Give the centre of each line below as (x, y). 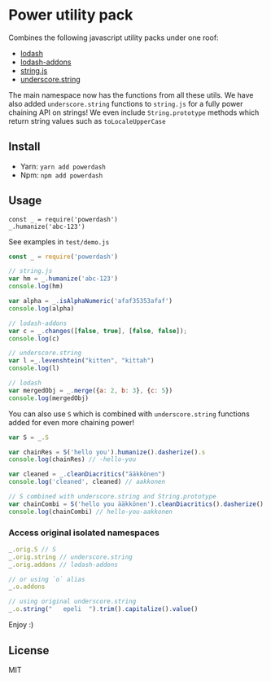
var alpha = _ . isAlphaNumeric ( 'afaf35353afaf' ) (91, 301)
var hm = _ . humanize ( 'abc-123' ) (63, 279)
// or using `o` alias (47, 579)
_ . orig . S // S (33, 549)
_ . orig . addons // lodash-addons (63, 565)
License (29, 650)
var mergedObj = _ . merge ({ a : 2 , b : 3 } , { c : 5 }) (91, 390)
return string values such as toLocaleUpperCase (87, 121)
